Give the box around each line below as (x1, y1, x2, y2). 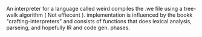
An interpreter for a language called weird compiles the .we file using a (6, 5, 183, 12)
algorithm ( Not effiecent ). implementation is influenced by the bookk (19, 11, 193, 18)
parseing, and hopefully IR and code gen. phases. (6, 24, 130, 31)
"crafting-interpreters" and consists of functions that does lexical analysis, (6, 18, 192, 24)
